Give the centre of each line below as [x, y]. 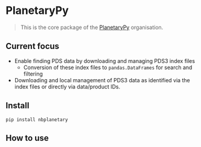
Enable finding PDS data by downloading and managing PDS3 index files [105, 60]
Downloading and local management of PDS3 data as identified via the [102, 80]
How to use [27, 138]
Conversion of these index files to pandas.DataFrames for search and [108, 67]
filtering [33, 74]
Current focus [33, 46]
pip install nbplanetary [37, 119]
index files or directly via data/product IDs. [67, 87]
